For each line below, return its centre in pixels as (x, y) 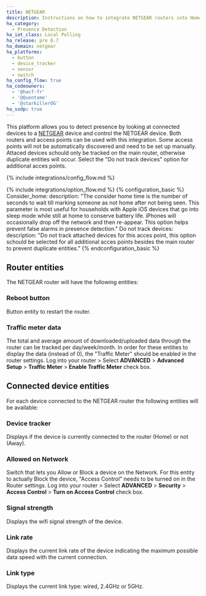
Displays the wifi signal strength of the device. (65, 521)
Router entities (35, 267)
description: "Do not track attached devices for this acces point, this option (101, 235)
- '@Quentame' (30, 98)
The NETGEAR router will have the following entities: (72, 282)
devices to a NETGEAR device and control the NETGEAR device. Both (94, 133)
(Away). (16, 443)
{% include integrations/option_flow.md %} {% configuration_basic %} (95, 189)
